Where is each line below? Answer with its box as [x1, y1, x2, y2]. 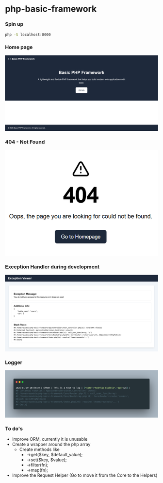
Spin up [5, 21, 24, 28]
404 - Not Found [5, 138, 45, 145]
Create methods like [19, 446, 60, 452]
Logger [5, 359, 23, 365]
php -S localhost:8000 [5, 33, 51, 37]
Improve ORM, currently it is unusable [12, 436, 88, 442]
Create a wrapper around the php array [12, 441, 91, 447]
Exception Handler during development [5, 263, 99, 270]
